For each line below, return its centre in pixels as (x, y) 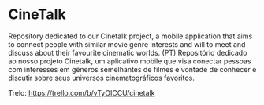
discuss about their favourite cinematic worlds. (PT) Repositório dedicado (128, 52)
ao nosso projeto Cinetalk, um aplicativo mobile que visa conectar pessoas (130, 61)
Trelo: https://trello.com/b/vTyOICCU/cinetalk (82, 92)
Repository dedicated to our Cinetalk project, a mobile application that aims (130, 36)
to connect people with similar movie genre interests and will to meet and (127, 44)
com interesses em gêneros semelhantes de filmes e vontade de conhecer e (132, 69)
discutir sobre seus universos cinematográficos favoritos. (101, 78)
